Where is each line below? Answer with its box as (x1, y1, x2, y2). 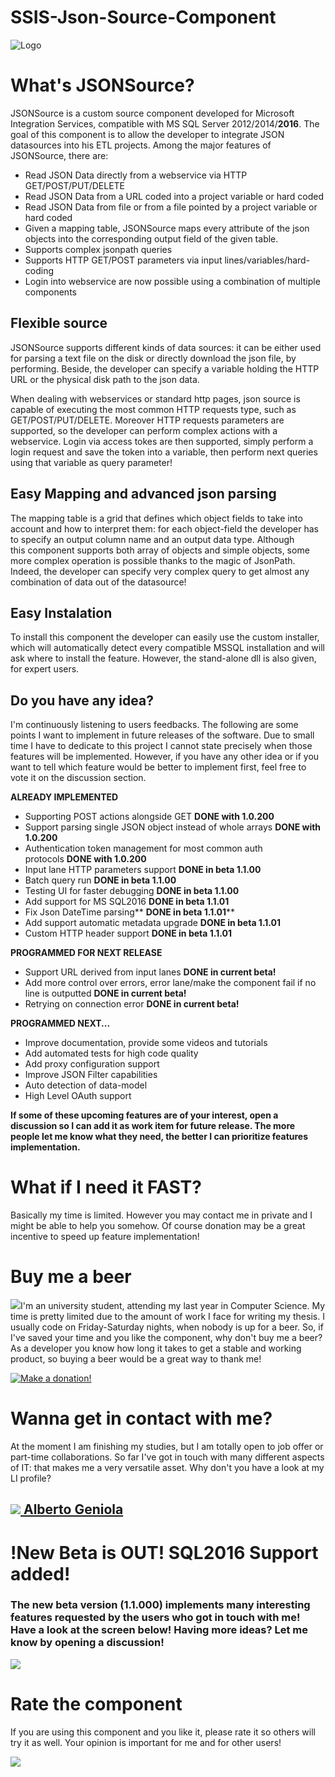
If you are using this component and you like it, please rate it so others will (10, 1726, 316, 1738)
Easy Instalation (10, 604, 113, 621)
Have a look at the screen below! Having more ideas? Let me (10, 1623, 309, 1637)
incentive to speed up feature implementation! (10, 1231, 200, 1243)
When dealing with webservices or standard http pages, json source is (10, 392, 301, 405)
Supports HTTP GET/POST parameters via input (24, 254, 223, 266)
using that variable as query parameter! (10, 456, 173, 468)
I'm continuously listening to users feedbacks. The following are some (10, 719, 299, 731)
